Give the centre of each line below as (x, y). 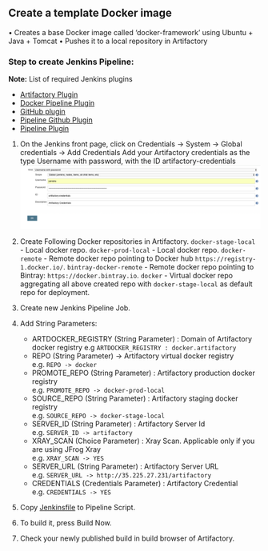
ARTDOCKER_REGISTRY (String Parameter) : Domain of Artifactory (142, 338)
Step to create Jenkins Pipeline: (71, 62)
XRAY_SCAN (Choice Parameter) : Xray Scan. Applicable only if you (143, 441)
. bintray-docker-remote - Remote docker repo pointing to (158, 266)
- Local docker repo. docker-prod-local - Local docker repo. (120, 250)
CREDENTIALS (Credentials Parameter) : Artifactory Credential (135, 483)
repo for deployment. (55, 292)
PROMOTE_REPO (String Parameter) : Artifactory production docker (144, 373)
